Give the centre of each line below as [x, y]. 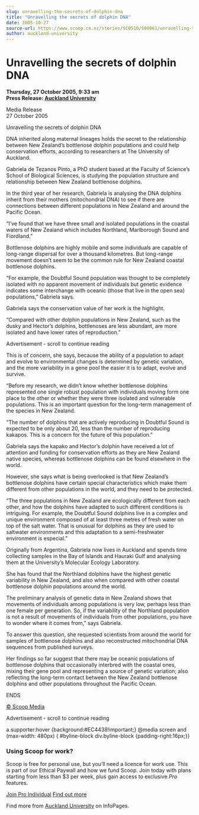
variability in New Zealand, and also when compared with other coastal [93, 580]
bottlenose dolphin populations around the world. [66, 587]
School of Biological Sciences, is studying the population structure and [92, 176]
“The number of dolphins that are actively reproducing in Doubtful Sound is [98, 422]
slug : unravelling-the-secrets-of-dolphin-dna [65, 12]
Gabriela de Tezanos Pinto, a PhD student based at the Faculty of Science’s [98, 169]
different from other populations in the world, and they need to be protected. [99, 489]
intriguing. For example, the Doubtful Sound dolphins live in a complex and [97, 513]
